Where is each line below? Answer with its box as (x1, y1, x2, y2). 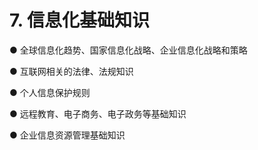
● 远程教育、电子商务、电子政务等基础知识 (9, 107, 187, 120)
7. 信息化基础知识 (9, 9, 150, 32)
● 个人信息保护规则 (9, 86, 91, 98)
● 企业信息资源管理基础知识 (9, 129, 126, 141)
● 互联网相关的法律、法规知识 (9, 65, 134, 77)
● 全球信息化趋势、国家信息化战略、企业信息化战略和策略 (9, 44, 248, 56)
